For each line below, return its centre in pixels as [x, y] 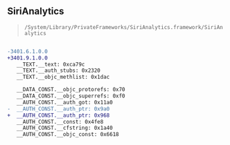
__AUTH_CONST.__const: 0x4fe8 [60, 122]
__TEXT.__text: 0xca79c [51, 64]
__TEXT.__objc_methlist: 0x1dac [63, 77]
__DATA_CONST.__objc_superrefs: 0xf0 [71, 96]
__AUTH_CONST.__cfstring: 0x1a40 [64, 128]
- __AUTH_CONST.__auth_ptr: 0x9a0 [59, 109]
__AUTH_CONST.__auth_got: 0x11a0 [64, 102]
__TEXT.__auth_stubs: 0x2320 [58, 71]
